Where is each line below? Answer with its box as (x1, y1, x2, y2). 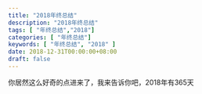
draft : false (8, 56, 51, 63)
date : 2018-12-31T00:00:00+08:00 (8, 48, 117, 56)
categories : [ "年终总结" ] (8, 33, 92, 42)
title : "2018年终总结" (8, 11, 78, 20)
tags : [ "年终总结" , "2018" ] (8, 26, 96, 34)
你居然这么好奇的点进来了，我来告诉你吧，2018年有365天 (8, 78, 194, 87)
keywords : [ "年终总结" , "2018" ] (8, 41, 116, 49)
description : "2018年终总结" (8, 19, 99, 27)
